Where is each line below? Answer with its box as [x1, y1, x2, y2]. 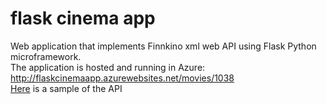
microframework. [10, 50, 82, 62]
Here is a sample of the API [10, 82, 123, 94]
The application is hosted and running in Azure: [10, 61, 206, 73]
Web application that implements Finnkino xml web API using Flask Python [10, 40, 317, 52]
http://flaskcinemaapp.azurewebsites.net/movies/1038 [10, 72, 235, 84]
